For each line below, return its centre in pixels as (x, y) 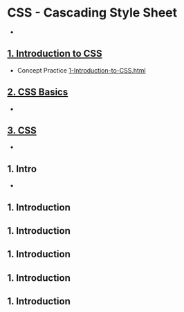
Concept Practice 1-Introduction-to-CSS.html (82, 70)
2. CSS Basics (38, 92)
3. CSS (22, 130)
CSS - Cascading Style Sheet (92, 13)
